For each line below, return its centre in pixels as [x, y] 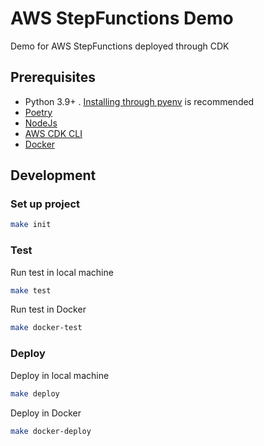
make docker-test [46, 328]
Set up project [45, 204]
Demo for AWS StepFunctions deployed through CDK [120, 46]
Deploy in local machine [60, 375]
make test [31, 290]
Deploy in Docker [46, 413]
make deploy [35, 393]
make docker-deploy [51, 431]
